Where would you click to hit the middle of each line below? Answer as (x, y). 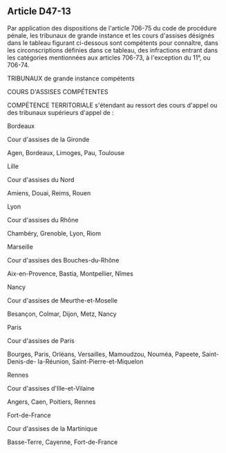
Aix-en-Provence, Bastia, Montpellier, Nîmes (70, 274)
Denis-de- (22, 361)
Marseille (20, 247)
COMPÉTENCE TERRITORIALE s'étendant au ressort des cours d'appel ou (112, 105)
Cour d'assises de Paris (41, 340)
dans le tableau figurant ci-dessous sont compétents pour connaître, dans (113, 43)
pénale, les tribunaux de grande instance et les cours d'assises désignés (111, 35)
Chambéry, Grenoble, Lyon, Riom (54, 233)
